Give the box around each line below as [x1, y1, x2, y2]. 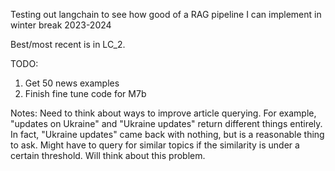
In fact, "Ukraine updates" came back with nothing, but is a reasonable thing [10, 129, 325, 140]
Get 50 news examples [24, 77, 120, 89]
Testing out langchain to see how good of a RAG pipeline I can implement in [10, 9, 322, 20]
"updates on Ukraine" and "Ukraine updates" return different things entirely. [10, 118, 323, 129]
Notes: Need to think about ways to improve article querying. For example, [10, 107, 317, 119]
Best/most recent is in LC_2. [10, 39, 126, 50]
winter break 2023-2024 [10, 19, 112, 31]
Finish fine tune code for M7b [24, 88, 147, 99]
